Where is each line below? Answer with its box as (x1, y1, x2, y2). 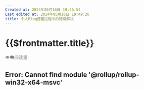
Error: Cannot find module (5, 70, 88, 79)
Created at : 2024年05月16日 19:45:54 (5, 7, 81, 12)
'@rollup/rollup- (88, 70, 140, 79)
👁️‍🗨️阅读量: (5, 55, 29, 60)
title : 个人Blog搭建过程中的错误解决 (5, 16, 74, 21)
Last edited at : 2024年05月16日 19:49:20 (5, 12, 90, 17)
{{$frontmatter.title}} (5, 37, 95, 49)
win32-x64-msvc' (5, 78, 63, 87)
